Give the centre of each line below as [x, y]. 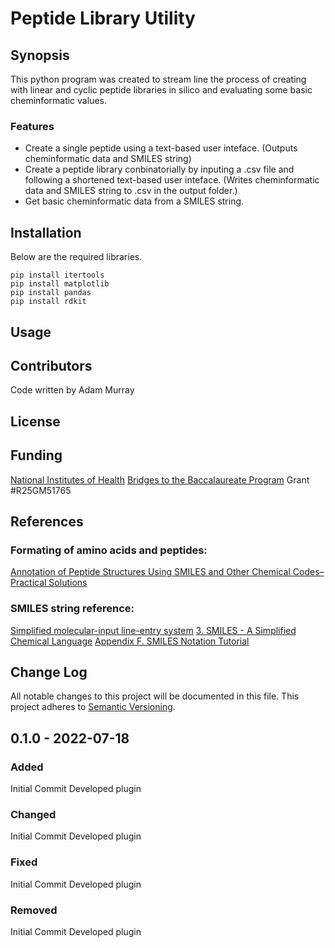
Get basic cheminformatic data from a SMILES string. [134, 201]
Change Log [49, 672]
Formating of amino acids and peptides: [109, 550]
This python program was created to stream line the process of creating [158, 79]
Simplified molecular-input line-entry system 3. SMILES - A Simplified [153, 630]
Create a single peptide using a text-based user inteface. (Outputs [161, 148]
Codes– [308, 572]
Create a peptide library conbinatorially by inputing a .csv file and [159, 169]
